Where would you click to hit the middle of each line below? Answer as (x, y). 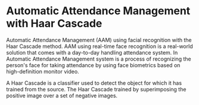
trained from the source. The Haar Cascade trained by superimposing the (96, 89)
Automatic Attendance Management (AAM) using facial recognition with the (99, 40)
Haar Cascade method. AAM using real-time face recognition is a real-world (99, 46)
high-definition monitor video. (43, 71)
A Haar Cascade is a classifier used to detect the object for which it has (94, 83)
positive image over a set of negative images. (62, 96)
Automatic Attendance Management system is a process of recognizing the (99, 59)
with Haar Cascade (54, 23)
